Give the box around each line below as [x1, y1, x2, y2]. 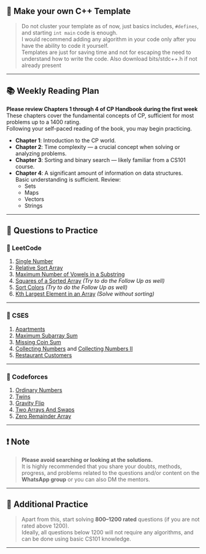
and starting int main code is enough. [21, 29, 118, 36]
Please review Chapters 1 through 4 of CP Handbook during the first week [6, 105, 198, 112]
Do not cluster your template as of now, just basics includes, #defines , [21, 22, 199, 29]
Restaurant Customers [15, 351, 72, 359]
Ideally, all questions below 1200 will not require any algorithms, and [21, 528, 194, 536]
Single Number [15, 258, 53, 265]
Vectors [24, 195, 45, 202]
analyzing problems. [15, 150, 67, 157]
